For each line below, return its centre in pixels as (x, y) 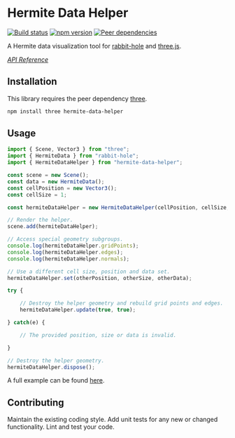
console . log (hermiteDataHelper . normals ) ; (69, 259)
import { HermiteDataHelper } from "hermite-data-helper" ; (95, 163)
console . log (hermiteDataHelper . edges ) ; (65, 252)
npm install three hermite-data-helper (65, 111)
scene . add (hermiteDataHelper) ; (53, 227)
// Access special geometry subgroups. (65, 239)
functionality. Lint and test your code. (61, 427)
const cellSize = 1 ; (37, 194)
